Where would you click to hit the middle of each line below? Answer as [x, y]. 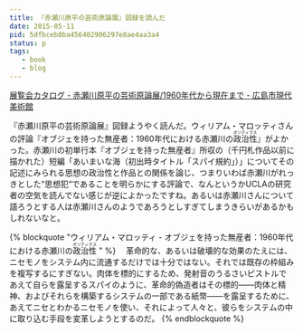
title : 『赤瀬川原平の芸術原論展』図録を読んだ [88, 18]
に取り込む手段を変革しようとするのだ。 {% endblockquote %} [127, 319]
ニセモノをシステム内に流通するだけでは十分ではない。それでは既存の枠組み [152, 262]
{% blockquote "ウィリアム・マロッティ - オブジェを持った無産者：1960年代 [151, 237]
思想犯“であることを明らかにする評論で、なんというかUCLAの [160, 184]
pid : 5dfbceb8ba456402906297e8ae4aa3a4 [85, 34]
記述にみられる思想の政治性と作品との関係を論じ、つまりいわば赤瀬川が [144, 172]
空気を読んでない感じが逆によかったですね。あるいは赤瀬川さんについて [159, 195]
